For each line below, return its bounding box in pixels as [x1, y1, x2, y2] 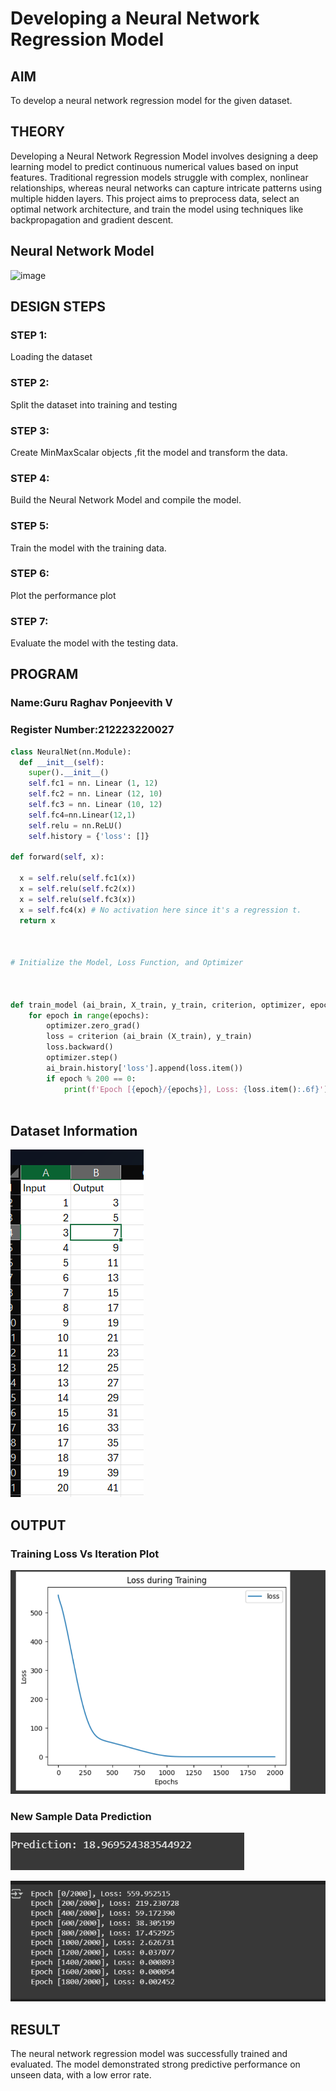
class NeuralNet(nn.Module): [10, 747, 132, 757]
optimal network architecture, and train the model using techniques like [10, 203, 304, 215]
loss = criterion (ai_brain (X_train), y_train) [46, 1032, 253, 1042]
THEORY [10, 123, 66, 141]
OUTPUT [10, 1517, 67, 1534]
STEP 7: [10, 614, 49, 628]
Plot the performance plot [10, 589, 117, 601]
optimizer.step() [46, 1053, 118, 1063]
